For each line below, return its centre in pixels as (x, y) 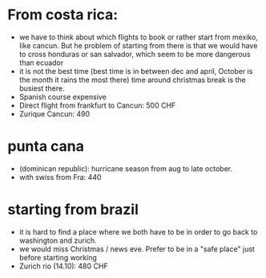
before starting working (58, 257)
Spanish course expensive (63, 96)
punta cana (46, 147)
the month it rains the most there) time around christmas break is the (132, 80)
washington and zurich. (58, 240)
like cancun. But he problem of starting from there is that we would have (138, 45)
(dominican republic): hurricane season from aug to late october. (126, 168)
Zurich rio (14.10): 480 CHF (64, 266)
